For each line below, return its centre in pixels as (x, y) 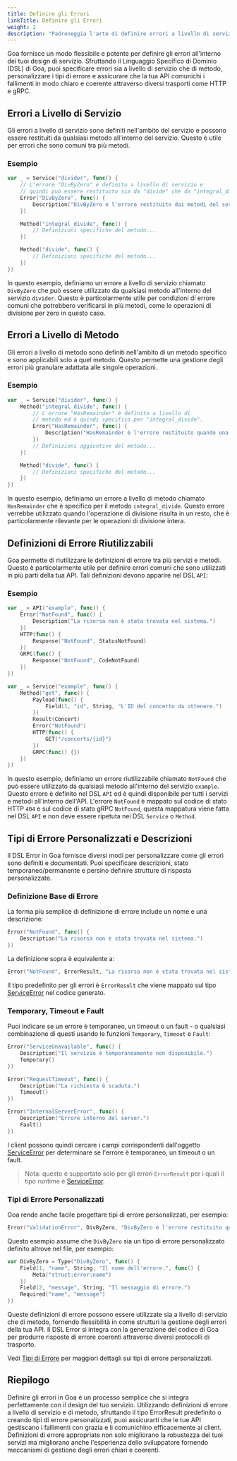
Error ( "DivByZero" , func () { (63, 198)
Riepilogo (29, 1380)
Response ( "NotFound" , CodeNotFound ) (86, 661)
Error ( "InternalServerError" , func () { (66, 1112)
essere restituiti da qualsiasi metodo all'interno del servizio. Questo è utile (115, 138)
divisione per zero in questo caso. (56, 313)
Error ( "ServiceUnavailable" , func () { (64, 1047)
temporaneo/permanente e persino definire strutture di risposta (99, 871)
